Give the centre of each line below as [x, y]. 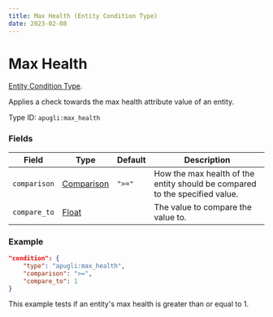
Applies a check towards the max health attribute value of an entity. [121, 102]
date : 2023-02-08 [38, 24]
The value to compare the [203, 206]
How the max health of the [204, 173]
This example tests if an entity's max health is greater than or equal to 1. [129, 304]
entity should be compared [206, 184]
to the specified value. [196, 193]
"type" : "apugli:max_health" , [74, 266]
